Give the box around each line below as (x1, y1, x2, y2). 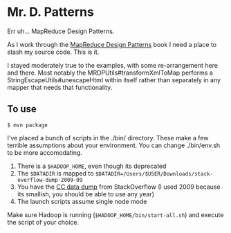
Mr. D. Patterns (7, 4, 95, 20)
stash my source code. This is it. (7, 48, 100, 56)
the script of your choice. (7, 218, 80, 226)
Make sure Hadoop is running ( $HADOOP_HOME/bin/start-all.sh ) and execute (7, 210, 224, 218)
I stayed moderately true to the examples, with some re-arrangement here (7, 61, 218, 69)
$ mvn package (7, 122, 48, 129)
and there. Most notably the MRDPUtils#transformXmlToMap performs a (7, 68, 213, 77)
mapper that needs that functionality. (7, 83, 113, 91)
